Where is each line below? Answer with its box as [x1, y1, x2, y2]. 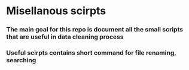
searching [6, 56, 36, 65]
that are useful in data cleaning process [6, 33, 124, 41]
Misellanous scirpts [6, 4, 106, 18]
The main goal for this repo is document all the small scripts [6, 26, 184, 34]
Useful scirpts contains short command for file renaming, [6, 49, 176, 57]
